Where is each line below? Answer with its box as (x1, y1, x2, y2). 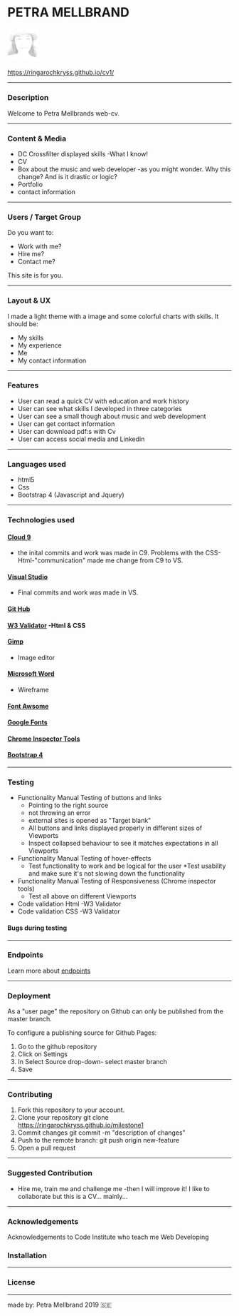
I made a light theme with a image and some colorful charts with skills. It (7, 312, 219, 320)
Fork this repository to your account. (17, 1105, 125, 1114)
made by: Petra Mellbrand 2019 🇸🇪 (7, 1300, 112, 1309)
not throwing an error (28, 809, 91, 817)
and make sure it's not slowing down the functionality (28, 869, 185, 878)
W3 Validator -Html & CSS (7, 621, 86, 629)
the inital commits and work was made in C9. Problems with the (17, 549, 204, 557)
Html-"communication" (17, 556, 86, 565)
